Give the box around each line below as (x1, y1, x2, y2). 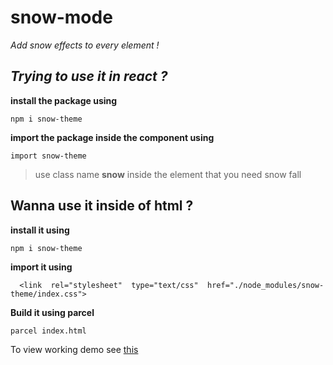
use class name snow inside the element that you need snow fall (34, 168, 302, 180)
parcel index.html (10, 326, 87, 336)
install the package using (10, 94, 118, 106)
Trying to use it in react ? (10, 68, 168, 85)
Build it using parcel (10, 306, 95, 318)
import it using (10, 261, 73, 273)
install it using (10, 224, 70, 236)
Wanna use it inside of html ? (10, 197, 194, 215)
